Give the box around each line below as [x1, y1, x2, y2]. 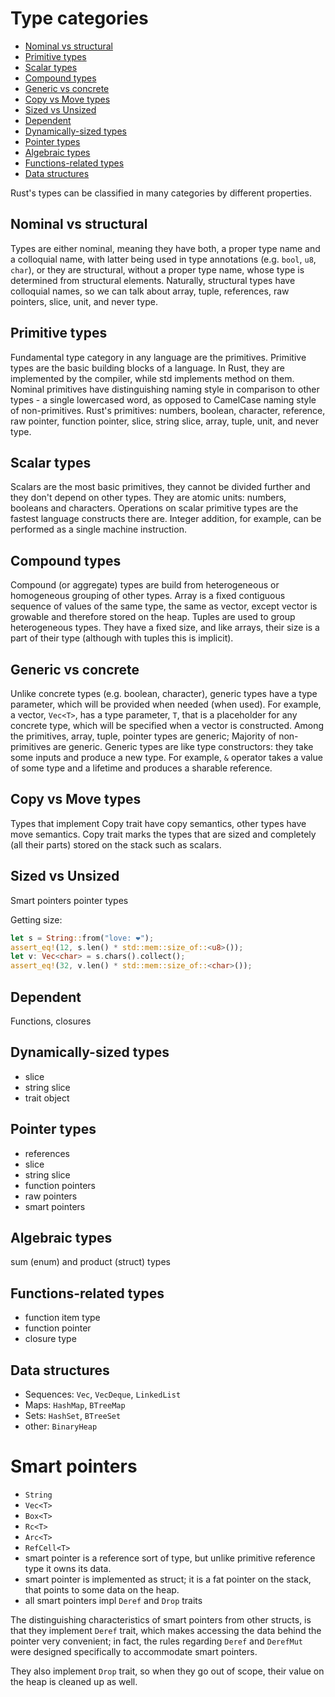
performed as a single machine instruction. [10, 523, 187, 536]
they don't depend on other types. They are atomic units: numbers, [10, 492, 287, 504]
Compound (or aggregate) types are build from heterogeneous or [10, 579, 280, 591]
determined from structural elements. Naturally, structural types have [10, 274, 296, 286]
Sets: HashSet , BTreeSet [24, 1410, 122, 1421]
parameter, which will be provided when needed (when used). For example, [10, 698, 322, 710]
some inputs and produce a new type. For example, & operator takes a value [10, 752, 323, 763]
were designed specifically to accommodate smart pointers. [10, 1645, 258, 1657]
